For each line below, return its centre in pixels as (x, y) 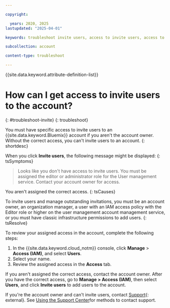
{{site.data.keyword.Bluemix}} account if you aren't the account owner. (79, 135)
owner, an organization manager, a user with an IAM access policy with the (83, 207)
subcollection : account (30, 47)
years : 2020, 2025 (29, 23)
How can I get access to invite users (83, 95)
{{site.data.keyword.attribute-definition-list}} (52, 75)
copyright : (17, 14)
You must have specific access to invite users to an (59, 129)
